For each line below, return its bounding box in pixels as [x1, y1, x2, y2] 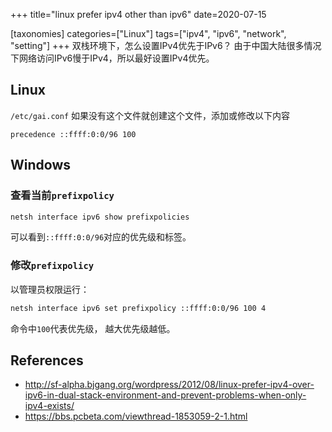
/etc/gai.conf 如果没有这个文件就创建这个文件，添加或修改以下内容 [10, 109, 291, 121]
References [10, 352, 84, 369]
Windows [10, 157, 71, 174]
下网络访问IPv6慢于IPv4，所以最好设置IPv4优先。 [10, 52, 215, 64]
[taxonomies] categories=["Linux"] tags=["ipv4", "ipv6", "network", [10, 28, 287, 39]
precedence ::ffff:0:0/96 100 [10, 129, 137, 139]
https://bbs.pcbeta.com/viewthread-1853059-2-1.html [24, 410, 248, 423]
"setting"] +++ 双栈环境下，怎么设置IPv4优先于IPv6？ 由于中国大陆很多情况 [10, 40, 322, 51]
